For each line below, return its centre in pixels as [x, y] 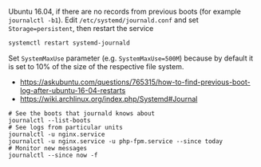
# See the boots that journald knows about [82, 113]
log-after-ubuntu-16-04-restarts [73, 90]
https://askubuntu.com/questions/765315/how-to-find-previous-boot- [135, 82]
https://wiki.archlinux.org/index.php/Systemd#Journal [109, 99]
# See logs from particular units [66, 127]
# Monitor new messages [48, 148]
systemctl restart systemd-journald [69, 43]
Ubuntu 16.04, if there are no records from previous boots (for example [125, 12]
